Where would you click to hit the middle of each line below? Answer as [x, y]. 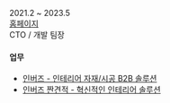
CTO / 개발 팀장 [37, 34]
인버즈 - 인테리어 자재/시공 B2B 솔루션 [89, 79]
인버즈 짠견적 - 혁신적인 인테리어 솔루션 [91, 90]
